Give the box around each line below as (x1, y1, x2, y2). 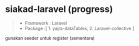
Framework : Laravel (24, 20, 67, 26)
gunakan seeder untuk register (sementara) (5, 35, 95, 41)
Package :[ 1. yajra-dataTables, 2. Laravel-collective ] (24, 25, 134, 31)
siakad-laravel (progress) (5, 3, 113, 15)
